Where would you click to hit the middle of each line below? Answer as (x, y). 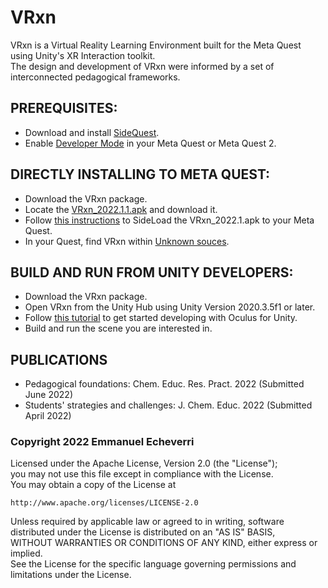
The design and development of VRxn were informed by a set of (142, 66)
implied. (26, 553)
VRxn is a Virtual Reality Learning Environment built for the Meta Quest (156, 45)
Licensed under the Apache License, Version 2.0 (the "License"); (144, 463)
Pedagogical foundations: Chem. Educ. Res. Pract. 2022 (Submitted (164, 384)
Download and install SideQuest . (92, 132)
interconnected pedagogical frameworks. (95, 77)
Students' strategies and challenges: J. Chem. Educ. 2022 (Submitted (168, 405)
